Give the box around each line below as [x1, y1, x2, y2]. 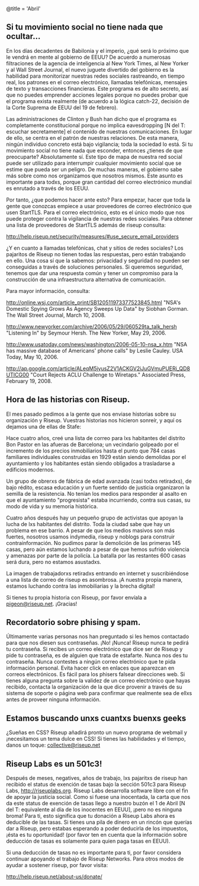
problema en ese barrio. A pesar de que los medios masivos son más [6, 527, 175, 534]
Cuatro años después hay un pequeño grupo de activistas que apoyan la [6, 514, 184, 521]
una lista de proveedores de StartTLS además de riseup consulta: [6, 221, 166, 228]
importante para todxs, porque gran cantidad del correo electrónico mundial [6, 178, 192, 186]
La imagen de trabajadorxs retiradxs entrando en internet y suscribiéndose [6, 569, 189, 577]
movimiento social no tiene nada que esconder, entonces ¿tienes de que [6, 146, 183, 154]
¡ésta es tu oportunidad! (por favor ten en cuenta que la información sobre [6, 831, 188, 839]
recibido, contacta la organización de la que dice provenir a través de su [6, 683, 182, 690]
